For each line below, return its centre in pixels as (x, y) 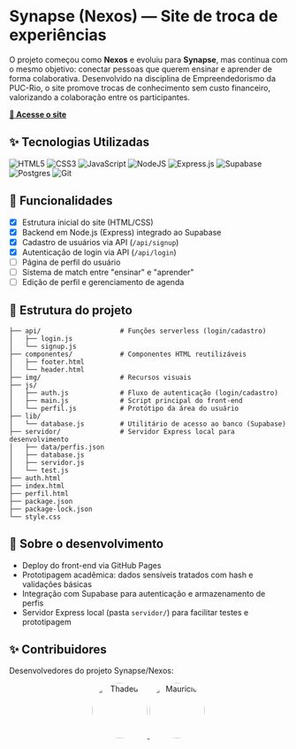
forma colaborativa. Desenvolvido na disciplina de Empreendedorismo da (143, 78)
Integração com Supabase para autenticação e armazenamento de (144, 593)
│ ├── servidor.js (47, 462)
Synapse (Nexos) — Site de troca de (144, 16)
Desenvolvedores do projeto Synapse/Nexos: (91, 671)
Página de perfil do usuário (71, 262)
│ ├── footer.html (47, 362)
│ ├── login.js (41, 338)
